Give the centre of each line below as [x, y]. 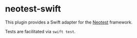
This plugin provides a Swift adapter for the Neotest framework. [69, 22]
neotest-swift [33, 9]
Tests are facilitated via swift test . [40, 31]
